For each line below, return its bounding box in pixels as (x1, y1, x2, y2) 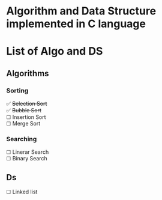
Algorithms (6, 68, 49, 79)
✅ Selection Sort (6, 100, 47, 108)
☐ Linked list (6, 188, 38, 196)
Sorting (6, 86, 29, 94)
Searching (6, 135, 37, 143)
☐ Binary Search (6, 155, 47, 162)
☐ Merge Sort (6, 120, 41, 127)
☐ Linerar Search (6, 148, 49, 156)
